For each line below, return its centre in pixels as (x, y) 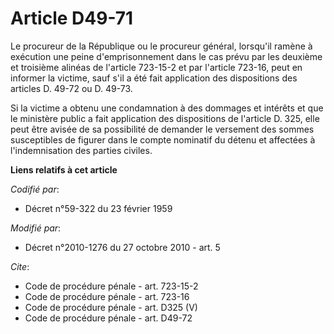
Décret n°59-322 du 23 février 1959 (98, 208)
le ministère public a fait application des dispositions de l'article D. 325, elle (165, 118)
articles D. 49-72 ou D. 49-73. (71, 88)
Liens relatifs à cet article (64, 169)
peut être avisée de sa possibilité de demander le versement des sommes (162, 129)
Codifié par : (35, 189)
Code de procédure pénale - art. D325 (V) (111, 307)
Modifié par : (36, 228)
